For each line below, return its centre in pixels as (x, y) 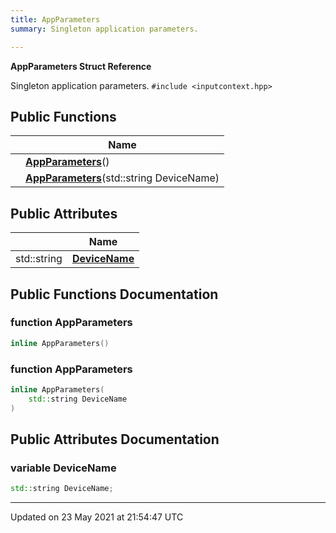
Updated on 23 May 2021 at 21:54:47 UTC (97, 517)
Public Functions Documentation (114, 294)
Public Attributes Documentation (115, 439)
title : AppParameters (55, 19)
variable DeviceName (63, 468)
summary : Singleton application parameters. (104, 29)
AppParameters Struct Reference (81, 66)
